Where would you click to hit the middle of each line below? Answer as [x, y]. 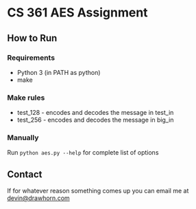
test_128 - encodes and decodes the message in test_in [95, 113]
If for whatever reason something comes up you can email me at [98, 191]
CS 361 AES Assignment [78, 13]
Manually [23, 137]
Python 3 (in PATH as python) [59, 72]
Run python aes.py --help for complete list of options [83, 153]
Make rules [26, 98]
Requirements [31, 58]
